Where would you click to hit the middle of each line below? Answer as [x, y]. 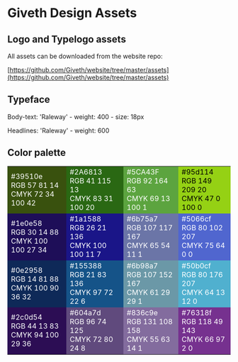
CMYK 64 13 [203, 292]
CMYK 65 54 [148, 245]
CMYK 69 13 [148, 198]
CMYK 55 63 [148, 339]
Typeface [29, 100]
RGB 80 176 [202, 274]
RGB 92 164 [147, 181]
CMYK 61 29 [148, 292]
